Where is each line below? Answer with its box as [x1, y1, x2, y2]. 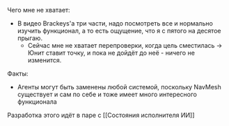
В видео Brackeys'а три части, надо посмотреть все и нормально [17, 19, 214, 27]
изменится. [27, 56, 62, 64]
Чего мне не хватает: [7, 6, 71, 14]
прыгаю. [17, 34, 43, 42]
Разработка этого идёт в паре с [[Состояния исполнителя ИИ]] [7, 111, 195, 119]
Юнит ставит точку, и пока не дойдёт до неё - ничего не [27, 48, 195, 57]
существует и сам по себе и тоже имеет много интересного [17, 90, 197, 98]
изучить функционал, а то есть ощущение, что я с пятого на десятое [17, 27, 221, 35]
